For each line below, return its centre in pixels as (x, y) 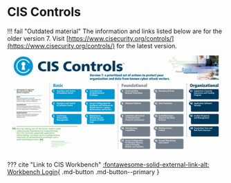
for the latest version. (147, 46)
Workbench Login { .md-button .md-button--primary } (83, 172)
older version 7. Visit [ (38, 38)
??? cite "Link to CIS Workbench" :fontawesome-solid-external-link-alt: (108, 165)
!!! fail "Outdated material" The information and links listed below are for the (115, 31)
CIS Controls (44, 12)
